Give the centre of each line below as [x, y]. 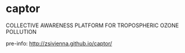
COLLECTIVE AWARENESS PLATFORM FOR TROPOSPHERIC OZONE [92, 25]
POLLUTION [21, 31]
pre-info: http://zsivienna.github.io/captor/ [59, 43]
